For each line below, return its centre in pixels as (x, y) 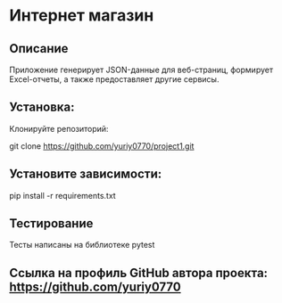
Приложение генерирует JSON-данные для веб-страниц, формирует (141, 70)
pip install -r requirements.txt (62, 195)
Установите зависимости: (86, 174)
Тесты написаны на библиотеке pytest (82, 245)
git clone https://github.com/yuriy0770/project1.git (102, 146)
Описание (39, 49)
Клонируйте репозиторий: (59, 128)
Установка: (42, 107)
